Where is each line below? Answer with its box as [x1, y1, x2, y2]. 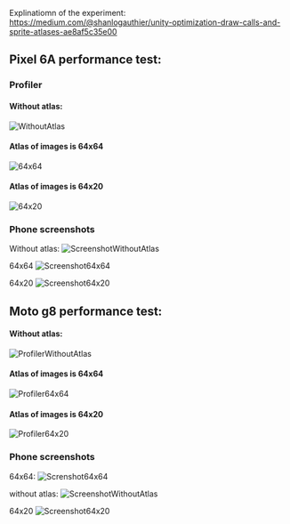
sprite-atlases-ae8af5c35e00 [9, 27, 117, 36]
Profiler [9, 79, 43, 92]
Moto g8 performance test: [9, 303, 163, 318]
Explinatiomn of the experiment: [9, 8, 126, 18]
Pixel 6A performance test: [9, 52, 162, 68]
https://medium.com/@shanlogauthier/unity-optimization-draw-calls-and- [9, 17, 281, 28]
